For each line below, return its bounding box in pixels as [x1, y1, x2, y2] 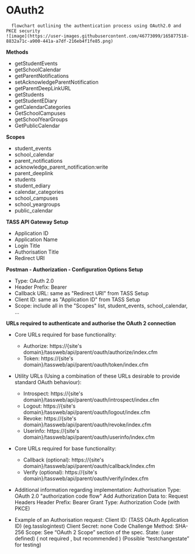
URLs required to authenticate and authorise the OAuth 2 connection [6, 320, 176, 327]
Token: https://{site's [23, 355, 74, 362]
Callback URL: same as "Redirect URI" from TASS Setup [14, 289, 149, 296]
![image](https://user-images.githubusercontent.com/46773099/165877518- [6, 33, 190, 39]
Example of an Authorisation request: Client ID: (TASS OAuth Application [14, 516, 189, 523]
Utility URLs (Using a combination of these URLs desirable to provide [14, 372, 180, 379]
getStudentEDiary [14, 97, 57, 104]
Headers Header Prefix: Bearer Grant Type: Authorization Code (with [14, 498, 180, 505]
